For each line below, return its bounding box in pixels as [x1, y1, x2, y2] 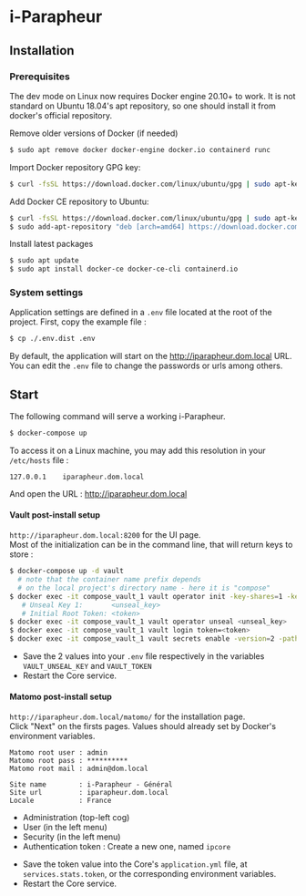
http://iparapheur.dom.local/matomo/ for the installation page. [9, 711, 246, 722]
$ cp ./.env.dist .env [9, 335, 96, 344]
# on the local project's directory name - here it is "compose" [17, 583, 271, 592]
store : [9, 549, 34, 560]
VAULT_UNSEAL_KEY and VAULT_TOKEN [22, 661, 152, 672]
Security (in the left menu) [22, 831, 121, 842]
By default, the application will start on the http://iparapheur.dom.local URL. [9, 351, 293, 362]
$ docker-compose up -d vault [9, 567, 125, 576]
